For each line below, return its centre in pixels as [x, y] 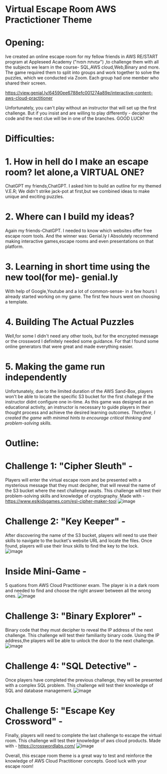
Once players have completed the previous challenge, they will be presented [84, 680]
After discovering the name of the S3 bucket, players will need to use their [82, 535]
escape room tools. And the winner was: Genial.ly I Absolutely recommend [82, 236]
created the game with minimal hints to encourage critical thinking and [78, 418]
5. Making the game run [55, 367]
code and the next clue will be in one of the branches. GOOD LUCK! [75, 118]
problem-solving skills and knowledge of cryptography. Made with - [75, 496]
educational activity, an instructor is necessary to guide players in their [78, 407]
